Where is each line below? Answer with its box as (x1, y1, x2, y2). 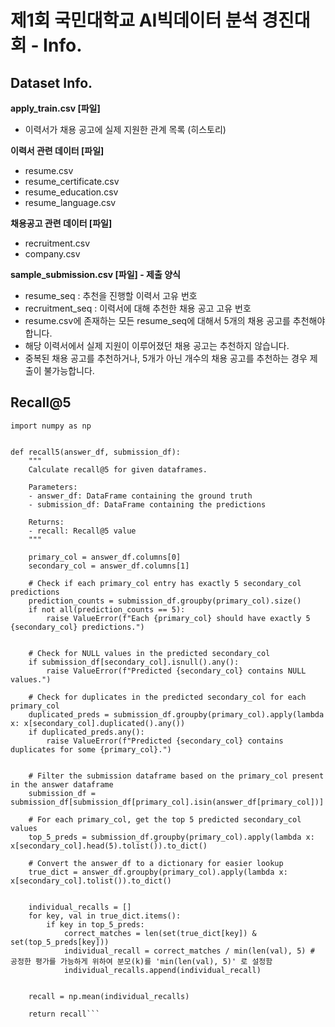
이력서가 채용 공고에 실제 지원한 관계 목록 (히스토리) (24, 124, 227, 135)
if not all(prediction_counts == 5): (28, 604, 186, 615)
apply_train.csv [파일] (10, 102, 101, 114)
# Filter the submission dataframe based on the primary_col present (28, 771, 325, 781)
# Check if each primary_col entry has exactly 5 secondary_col (28, 578, 302, 588)
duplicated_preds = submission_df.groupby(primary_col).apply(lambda (28, 709, 325, 720)
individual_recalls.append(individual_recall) (63, 965, 262, 975)
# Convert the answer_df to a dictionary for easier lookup (28, 858, 284, 868)
